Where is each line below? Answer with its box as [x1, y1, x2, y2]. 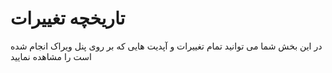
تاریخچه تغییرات [10, 7, 126, 30]
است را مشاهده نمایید [10, 50, 92, 62]
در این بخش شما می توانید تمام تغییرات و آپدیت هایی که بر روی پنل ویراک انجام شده [10, 40, 323, 52]
